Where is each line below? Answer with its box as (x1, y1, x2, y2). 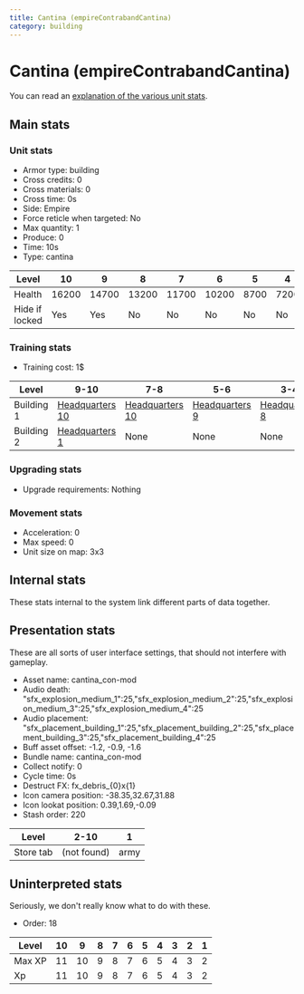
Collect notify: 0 (22, 760, 83, 771)
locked (14, 314, 43, 327)
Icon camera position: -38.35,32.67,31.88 (22, 789, 175, 800)
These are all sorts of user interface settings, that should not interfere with (9, 647, 287, 658)
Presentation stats (9, 622, 116, 639)
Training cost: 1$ (22, 362, 85, 372)
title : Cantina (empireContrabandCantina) (9, 13, 172, 23)
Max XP (14, 955, 47, 968)
